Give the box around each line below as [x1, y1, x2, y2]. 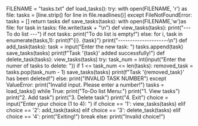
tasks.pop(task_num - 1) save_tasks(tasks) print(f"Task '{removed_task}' [6, 69, 185, 75]
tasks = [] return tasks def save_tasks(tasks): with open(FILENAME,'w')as [6, 18, 187, 24]
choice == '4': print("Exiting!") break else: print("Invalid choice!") [6, 113, 165, 120]
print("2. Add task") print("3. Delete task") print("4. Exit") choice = [6, 94, 169, 101]
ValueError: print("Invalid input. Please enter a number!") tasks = [6, 81, 165, 88]
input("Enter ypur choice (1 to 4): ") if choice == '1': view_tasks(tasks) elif [6, 100, 186, 107]
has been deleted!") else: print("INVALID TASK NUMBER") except [6, 75, 167, 82]
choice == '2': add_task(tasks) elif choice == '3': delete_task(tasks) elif [6, 107, 181, 113]
